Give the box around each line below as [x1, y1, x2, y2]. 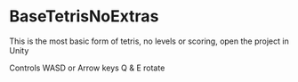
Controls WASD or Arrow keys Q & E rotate [9, 62, 165, 73]
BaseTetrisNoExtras [9, 6, 159, 27]
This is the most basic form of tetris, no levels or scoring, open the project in [9, 36, 289, 46]
